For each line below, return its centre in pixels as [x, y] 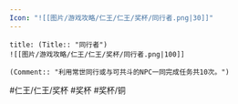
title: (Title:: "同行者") [58, 45]
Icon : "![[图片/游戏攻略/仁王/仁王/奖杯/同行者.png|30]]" [112, 18]
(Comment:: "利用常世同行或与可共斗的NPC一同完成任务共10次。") [119, 72]
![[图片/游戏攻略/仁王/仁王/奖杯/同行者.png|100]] [97, 54]
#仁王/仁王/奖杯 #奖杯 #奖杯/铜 [67, 90]
